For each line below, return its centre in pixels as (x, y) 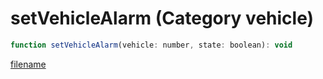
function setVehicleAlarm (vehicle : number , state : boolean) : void (151, 45)
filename (28, 64)
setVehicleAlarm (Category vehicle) (162, 18)
